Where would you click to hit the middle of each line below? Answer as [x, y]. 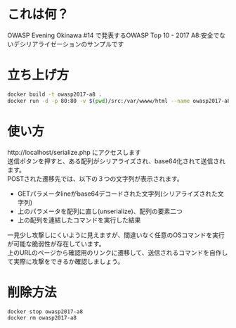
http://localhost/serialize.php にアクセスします [74, 152]
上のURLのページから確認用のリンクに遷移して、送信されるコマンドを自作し [118, 252]
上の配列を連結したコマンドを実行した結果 [79, 220]
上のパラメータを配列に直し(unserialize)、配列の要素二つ [100, 211]
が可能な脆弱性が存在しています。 [56, 244]
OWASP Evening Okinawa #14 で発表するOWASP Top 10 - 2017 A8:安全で [113, 35]
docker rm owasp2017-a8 [42, 318]
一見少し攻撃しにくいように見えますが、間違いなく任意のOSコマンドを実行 [116, 235]
